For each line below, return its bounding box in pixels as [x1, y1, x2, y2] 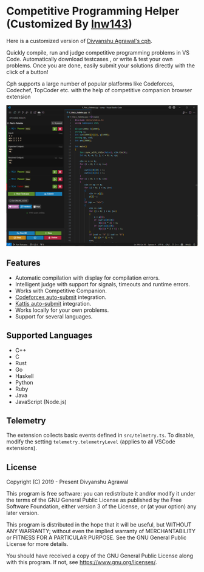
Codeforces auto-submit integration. [15, 293, 107, 301]
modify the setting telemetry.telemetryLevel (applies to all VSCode [6, 438, 175, 445]
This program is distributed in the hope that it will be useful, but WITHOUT [6, 521, 192, 528]
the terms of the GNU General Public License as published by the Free [6, 496, 182, 504]
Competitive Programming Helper [6, 4, 180, 18]
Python [15, 379, 33, 386]
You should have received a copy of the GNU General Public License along [6, 552, 193, 559]
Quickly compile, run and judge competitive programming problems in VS [6, 49, 190, 56]
